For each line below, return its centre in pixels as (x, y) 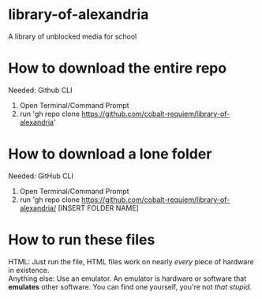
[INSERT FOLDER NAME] (99, 207)
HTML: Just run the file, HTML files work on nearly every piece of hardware (131, 261)
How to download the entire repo (118, 68)
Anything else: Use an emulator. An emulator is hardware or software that (127, 278)
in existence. (29, 270)
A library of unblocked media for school (73, 36)
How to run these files (82, 240)
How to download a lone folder (110, 154)
